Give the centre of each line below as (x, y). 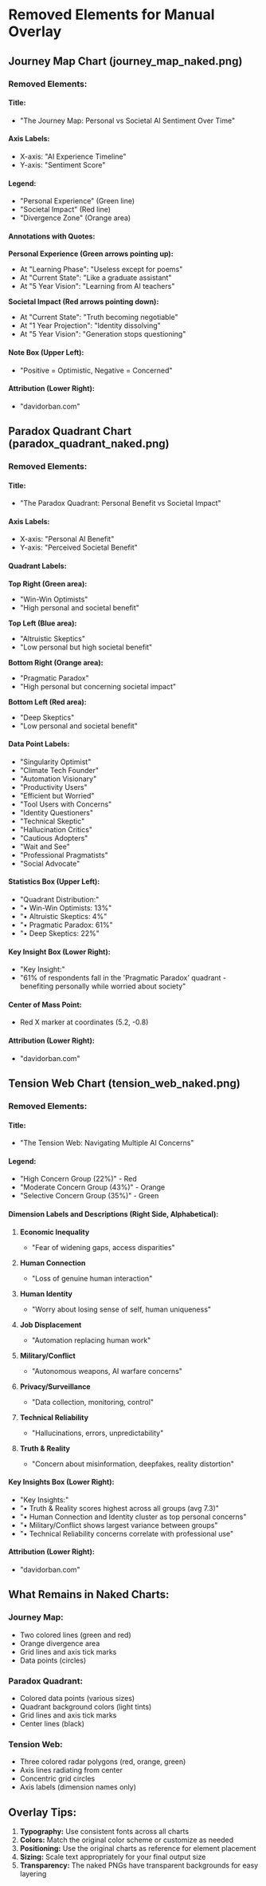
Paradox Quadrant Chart (70, 431)
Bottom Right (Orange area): (56, 662)
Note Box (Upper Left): (46, 352)
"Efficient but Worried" (57, 795)
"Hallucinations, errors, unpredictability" (98, 1433)
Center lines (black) (52, 1723)
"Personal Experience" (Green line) (77, 201)
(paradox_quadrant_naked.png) (89, 444)
